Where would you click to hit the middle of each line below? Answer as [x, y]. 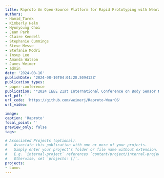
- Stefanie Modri [23, 50]
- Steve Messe [20, 46]
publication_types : [25, 82]
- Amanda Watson [21, 59]
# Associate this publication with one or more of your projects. [76, 145]
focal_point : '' [21, 122]
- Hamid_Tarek [20, 19]
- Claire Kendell [23, 37]
